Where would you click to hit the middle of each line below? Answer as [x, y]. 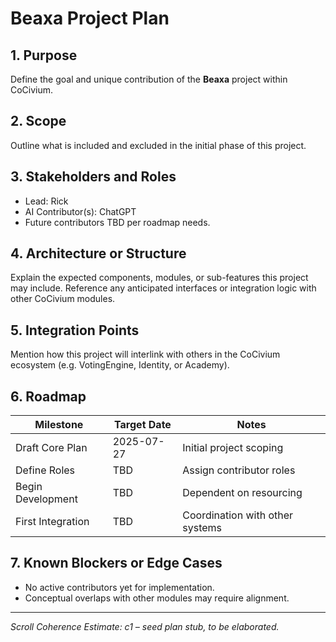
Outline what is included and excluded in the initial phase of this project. [158, 145]
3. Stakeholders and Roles [93, 177]
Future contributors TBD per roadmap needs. [117, 222]
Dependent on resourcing [242, 493]
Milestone [59, 425]
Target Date [143, 425]
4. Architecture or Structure [98, 253]
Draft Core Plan [51, 448]
